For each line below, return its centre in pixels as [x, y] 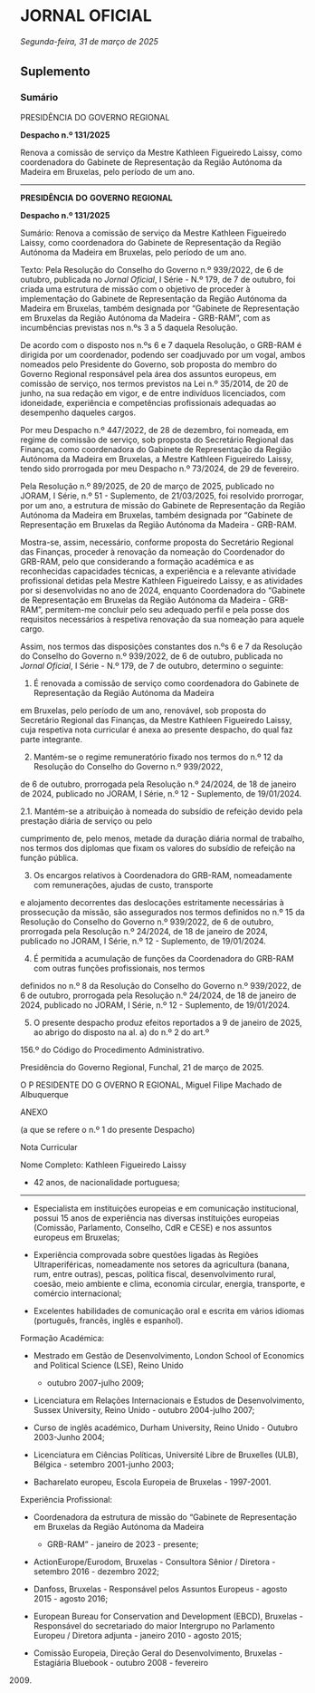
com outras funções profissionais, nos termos [119, 968]
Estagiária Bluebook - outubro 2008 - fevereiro [120, 1662]
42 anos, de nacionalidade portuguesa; [106, 1182]
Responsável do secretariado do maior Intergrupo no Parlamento [154, 1625]
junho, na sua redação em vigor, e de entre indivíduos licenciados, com [153, 393]
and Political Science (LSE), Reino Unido [109, 1365]
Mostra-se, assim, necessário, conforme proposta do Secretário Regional [157, 542]
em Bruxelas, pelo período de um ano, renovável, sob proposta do [143, 710]
